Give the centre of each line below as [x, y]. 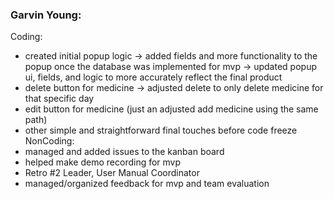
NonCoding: [49, 141]
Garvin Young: [46, 15]
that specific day [59, 99]
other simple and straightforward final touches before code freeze [161, 130]
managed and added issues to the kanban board [124, 152]
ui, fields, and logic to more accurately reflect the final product [153, 77]
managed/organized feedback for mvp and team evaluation [147, 184]
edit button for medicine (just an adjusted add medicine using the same [171, 109]
